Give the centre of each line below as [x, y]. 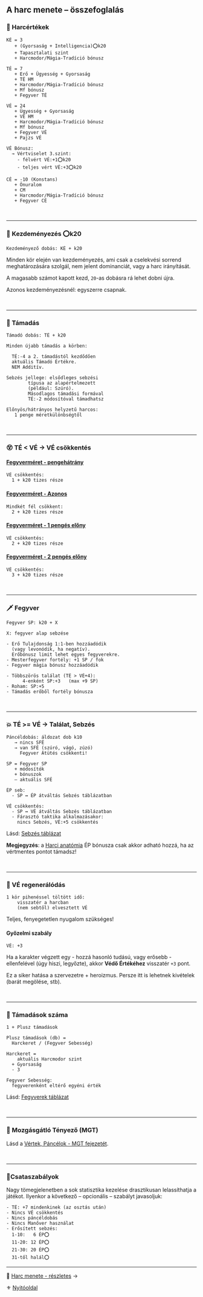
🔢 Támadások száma [37, 1015]
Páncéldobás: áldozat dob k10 [44, 737]
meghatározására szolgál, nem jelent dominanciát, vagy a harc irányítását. [98, 266]
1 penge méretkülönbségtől [48, 415]
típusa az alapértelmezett [62, 383]
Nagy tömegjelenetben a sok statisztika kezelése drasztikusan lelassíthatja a [101, 1190]
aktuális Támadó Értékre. [44, 362]
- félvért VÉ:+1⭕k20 [44, 160]
